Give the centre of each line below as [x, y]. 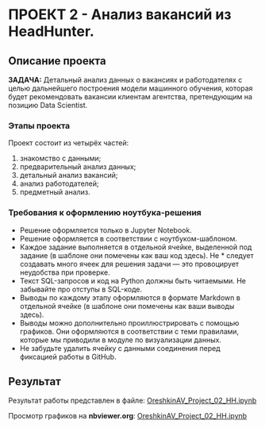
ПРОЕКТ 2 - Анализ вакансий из [120, 15]
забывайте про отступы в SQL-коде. [81, 289]
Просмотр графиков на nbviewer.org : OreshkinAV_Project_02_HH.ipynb [128, 416]
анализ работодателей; [59, 183]
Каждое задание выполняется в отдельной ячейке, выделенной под [136, 247]
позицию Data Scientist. [48, 105]
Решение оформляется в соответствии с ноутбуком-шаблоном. [129, 238]
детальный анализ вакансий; [69, 175]
